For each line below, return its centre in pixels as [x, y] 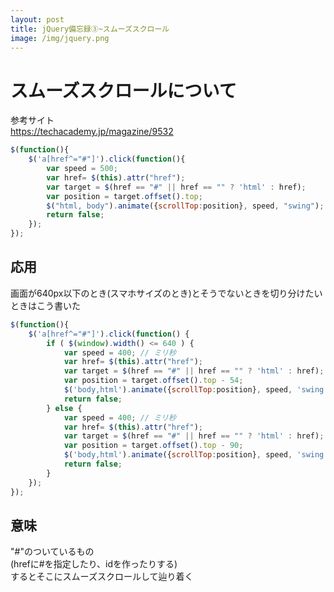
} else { [64, 408]
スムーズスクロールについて [123, 90]
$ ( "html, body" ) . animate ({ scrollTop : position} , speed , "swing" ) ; [185, 206]
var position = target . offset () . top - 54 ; [153, 381]
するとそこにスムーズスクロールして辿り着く [102, 577]
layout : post [37, 19]
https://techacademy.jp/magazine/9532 [92, 132]
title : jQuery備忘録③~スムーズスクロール [90, 29]
